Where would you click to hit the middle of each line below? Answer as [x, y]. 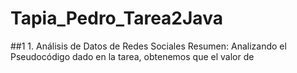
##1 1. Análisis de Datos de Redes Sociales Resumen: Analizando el [148, 46]
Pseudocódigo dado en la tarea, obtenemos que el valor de [132, 56]
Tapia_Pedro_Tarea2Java [116, 18]
